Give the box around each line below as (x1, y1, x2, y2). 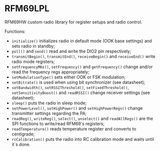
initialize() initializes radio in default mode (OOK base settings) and (11, 38, 152, 44)
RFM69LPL (4, 3, 50, 14)
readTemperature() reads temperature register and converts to (11, 126, 137, 132)
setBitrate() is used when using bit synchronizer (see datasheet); (11, 79, 145, 85)
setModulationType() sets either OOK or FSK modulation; (11, 74, 126, 80)
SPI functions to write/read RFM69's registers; (11, 120, 105, 127)
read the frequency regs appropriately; (11, 69, 89, 75)
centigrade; (11, 131, 35, 137)
